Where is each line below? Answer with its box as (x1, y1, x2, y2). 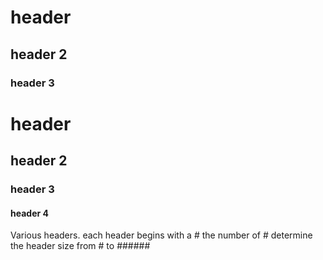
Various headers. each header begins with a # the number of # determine (10, 229, 313, 241)
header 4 (10, 207, 49, 219)
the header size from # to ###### (10, 240, 151, 252)
